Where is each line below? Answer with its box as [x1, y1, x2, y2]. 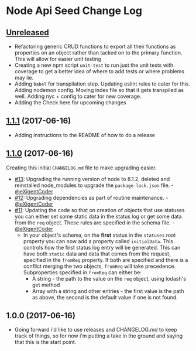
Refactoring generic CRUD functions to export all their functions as [14, 43, 176, 50]
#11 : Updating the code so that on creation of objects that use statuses [14, 206, 185, 213]
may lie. [14, 74, 34, 81]
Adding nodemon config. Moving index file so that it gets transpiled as [14, 87, 184, 93]
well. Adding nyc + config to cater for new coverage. [14, 93, 142, 100]
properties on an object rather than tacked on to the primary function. [14, 49, 183, 56]
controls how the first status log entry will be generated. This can [23, 244, 181, 251]
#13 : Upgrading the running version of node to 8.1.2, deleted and [14, 175, 170, 182]
